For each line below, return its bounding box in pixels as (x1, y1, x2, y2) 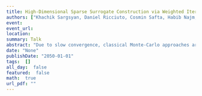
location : (6, 31, 31, 37)
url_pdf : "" (6, 81, 36, 87)
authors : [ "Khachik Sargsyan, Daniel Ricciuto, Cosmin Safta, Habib (6, 14, 182, 20)
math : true (6, 75, 36, 81)
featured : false (6, 70, 50, 76)
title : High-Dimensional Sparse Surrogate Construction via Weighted (6, 8, 185, 15)
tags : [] (6, 58, 31, 64)
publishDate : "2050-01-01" (6, 53, 74, 59)
